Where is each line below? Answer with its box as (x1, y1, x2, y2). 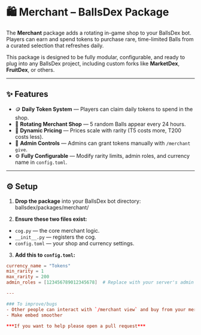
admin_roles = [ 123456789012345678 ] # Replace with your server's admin (6, 279, 194, 285)
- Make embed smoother (6, 312, 63, 318)
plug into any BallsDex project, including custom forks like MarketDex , (6, 60, 180, 67)
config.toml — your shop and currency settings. (14, 239, 135, 246)
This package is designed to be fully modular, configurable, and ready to (6, 53, 185, 60)
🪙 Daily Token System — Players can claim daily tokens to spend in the (14, 105, 193, 112)
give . (14, 145, 28, 153)
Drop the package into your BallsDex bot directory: (14, 197, 141, 205)
